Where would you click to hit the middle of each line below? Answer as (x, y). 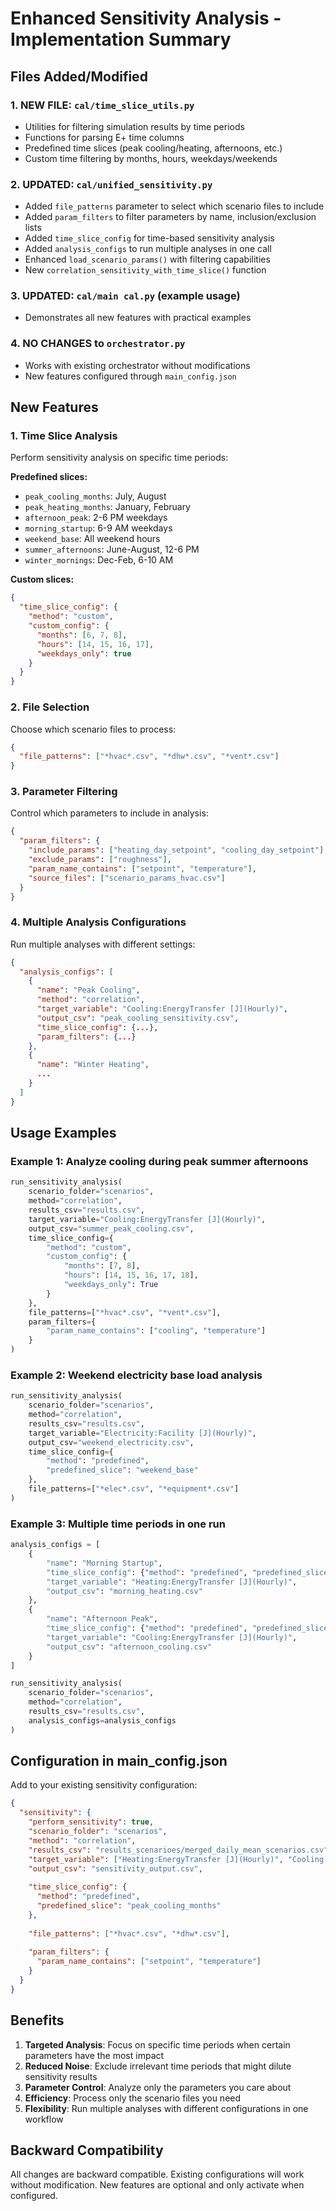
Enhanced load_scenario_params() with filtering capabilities (147, 259)
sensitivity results (61, 2076)
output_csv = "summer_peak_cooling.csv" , (111, 1228)
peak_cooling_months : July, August (95, 496)
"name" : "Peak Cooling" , (88, 990)
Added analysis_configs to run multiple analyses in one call (148, 249)
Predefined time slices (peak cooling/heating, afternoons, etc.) (153, 148)
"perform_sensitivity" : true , (91, 1822)
